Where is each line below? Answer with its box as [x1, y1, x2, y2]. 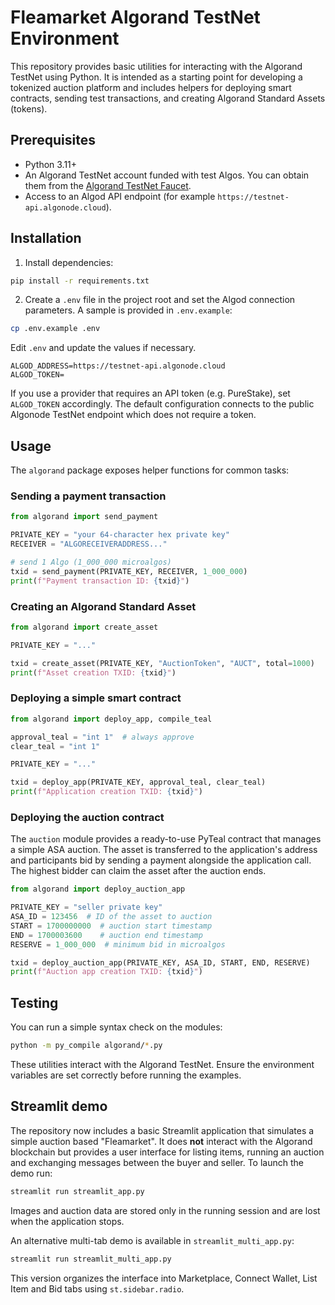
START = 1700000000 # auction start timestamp [10, 921, 213, 931]
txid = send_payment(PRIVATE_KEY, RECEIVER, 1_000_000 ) [10, 566, 248, 576]
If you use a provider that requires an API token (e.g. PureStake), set [10, 387, 291, 400]
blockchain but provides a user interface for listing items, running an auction [10, 1146, 325, 1158]
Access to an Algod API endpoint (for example [24, 190, 216, 202]
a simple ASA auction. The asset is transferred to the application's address [10, 844, 318, 856]
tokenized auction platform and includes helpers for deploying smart [10, 81, 292, 93]
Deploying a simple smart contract [10, 691, 182, 705]
